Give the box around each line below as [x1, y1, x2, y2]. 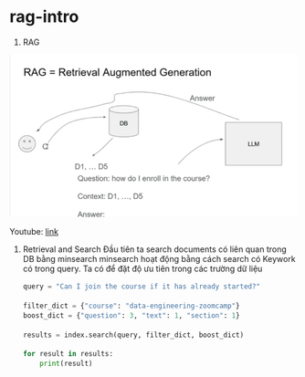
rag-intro [9, 6, 79, 27]
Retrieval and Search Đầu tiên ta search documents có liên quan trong [22, 244, 287, 255]
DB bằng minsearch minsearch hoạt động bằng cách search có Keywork [22, 254, 296, 265]
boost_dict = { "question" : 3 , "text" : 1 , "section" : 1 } [22, 310, 240, 320]
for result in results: [22, 350, 114, 359]
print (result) [39, 359, 93, 369]
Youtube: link [9, 226, 59, 237]
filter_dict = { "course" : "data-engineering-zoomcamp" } [22, 301, 240, 310]
